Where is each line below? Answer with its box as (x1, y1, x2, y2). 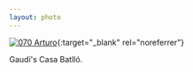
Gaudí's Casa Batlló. (9, 54, 83, 64)
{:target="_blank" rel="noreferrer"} (57, 37, 184, 47)
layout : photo (9, 12, 62, 22)
